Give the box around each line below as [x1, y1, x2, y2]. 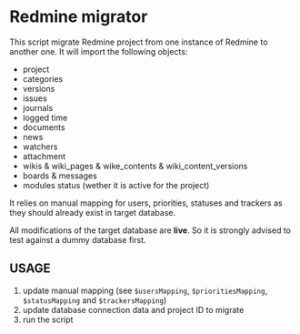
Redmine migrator [9, 6, 148, 27]
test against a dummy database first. [9, 234, 147, 245]
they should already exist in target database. [9, 207, 175, 218]
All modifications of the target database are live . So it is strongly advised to [9, 225, 292, 236]
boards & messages [22, 170, 97, 181]
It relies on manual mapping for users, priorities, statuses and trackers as [9, 197, 284, 208]
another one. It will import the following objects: [9, 46, 188, 56]
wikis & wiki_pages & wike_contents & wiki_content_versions [22, 160, 248, 171]
